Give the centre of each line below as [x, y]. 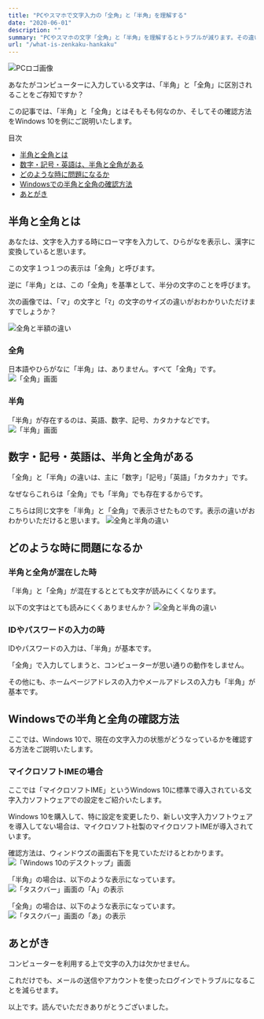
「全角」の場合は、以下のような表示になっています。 [93, 906]
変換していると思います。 [49, 251]
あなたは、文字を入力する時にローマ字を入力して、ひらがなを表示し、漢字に [132, 242]
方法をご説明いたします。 [56, 749]
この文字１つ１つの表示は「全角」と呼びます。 [84, 268]
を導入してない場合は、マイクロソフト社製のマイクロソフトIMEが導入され [128, 826]
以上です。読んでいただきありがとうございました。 [90, 1007]
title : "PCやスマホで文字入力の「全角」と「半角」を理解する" [97, 15]
